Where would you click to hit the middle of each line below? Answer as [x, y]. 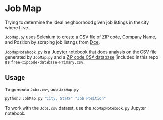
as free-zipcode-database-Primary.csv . [45, 62]
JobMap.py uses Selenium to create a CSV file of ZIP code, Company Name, [81, 37]
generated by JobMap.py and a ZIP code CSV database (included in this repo [81, 57]
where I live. [17, 27]
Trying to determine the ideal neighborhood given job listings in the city [77, 22]
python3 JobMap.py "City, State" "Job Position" [56, 98]
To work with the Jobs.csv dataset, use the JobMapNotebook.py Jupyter [76, 108]
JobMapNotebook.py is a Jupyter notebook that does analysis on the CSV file [81, 52]
